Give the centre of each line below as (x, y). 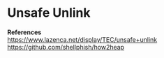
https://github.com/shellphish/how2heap (66, 47)
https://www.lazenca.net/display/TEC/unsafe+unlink (82, 39)
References (24, 32)
